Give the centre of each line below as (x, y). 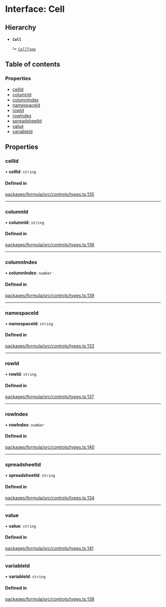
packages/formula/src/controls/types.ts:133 (50, 346)
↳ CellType (24, 49)
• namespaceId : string (29, 323)
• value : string (21, 526)
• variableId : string (25, 577)
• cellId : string (21, 172)
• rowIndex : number (25, 425)
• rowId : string (21, 374)
